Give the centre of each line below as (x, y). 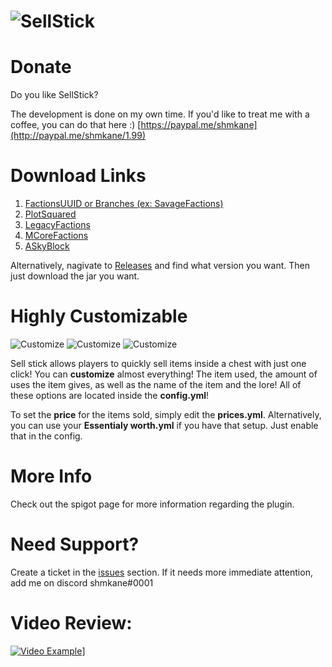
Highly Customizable (99, 316)
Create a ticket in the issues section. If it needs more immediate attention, (161, 572)
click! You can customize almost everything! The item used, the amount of (164, 374)
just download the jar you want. (75, 276)
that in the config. (46, 436)
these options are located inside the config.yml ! (109, 395)
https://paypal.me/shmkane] (199, 125)
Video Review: (71, 623)
